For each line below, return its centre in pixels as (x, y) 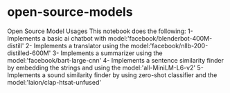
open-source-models (70, 12)
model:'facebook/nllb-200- (169, 45)
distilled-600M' (29, 53)
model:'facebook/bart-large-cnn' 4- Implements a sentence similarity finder (115, 60)
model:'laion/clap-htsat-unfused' (54, 82)
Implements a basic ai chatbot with (57, 38)
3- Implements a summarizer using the (107, 53)
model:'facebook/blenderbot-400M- (160, 38)
